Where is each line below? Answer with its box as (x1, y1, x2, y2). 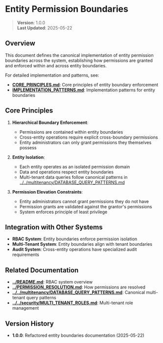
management (12, 305, 39, 311)
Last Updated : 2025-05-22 (17, 25, 72, 30)
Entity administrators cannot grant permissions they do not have (19, 198, 149, 204)
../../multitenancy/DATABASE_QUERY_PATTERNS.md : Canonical (12, 289, 145, 295)
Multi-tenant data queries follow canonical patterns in (19, 174, 128, 180)
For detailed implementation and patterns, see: (5, 72, 99, 78)
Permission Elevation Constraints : (12, 189, 83, 195)
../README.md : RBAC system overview (12, 279, 93, 285)
